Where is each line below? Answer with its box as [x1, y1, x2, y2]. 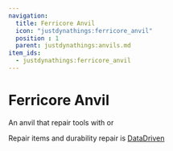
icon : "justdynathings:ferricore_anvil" [15, 27, 153, 35]
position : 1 [15, 34, 60, 43]
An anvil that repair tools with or [8, 117, 114, 127]
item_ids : [8, 49, 42, 57]
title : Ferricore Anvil [15, 19, 95, 27]
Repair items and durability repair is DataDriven [8, 133, 165, 143]
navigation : [8, 11, 48, 20]
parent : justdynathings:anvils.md [15, 42, 131, 50]
